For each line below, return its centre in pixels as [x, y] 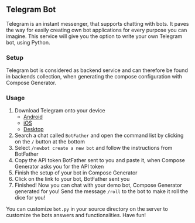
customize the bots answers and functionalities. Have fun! [76, 215]
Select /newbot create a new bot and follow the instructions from [93, 148]
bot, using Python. [28, 42]
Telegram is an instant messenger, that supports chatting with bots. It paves [97, 23]
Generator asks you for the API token [59, 167]
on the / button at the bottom [49, 142]
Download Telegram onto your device [60, 111]
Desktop [33, 129]
